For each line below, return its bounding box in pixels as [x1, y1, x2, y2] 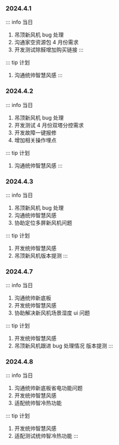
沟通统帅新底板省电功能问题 [14, 385, 83, 392]
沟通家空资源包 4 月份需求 [14, 39, 79, 46]
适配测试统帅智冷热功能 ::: [14, 432, 78, 440]
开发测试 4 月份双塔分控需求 [14, 121, 84, 129]
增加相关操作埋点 [14, 136, 57, 144]
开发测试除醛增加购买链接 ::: [14, 46, 84, 53]
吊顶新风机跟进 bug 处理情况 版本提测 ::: [14, 342, 114, 349]
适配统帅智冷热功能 [14, 400, 62, 407]
